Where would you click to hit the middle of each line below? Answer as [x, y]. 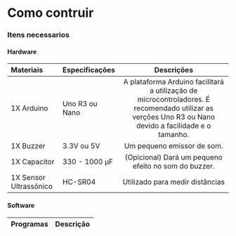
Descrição [72, 224]
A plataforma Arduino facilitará [174, 82]
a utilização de [174, 91]
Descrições [173, 70]
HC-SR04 [79, 182]
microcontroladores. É [174, 100]
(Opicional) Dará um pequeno [173, 157]
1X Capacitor [33, 162]
